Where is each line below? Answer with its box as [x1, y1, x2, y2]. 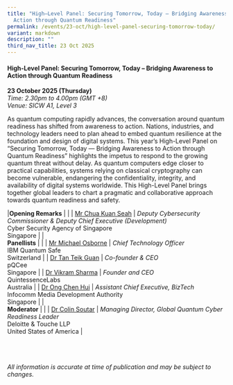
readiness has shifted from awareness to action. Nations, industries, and [7, 122, 214, 130]
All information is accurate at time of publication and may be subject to [7, 363, 212, 371]
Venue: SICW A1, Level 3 [7, 101, 78, 110]
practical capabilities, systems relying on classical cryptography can [7, 166, 202, 175]
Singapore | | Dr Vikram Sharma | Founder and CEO [7, 268, 155, 277]
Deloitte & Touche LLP [7, 320, 71, 328]
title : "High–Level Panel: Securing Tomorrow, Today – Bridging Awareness [7, 10, 228, 17]
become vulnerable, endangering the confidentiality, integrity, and [7, 174, 196, 182]
